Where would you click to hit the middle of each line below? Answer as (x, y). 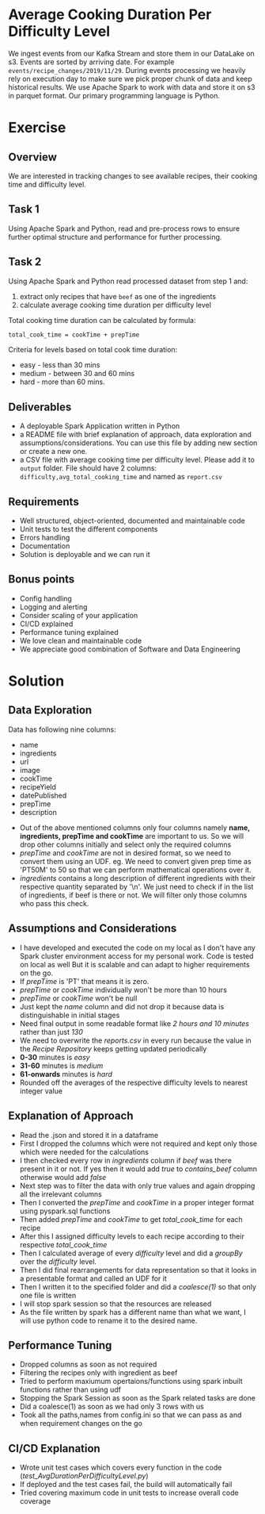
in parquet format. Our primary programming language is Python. (114, 95)
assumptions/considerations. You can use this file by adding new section (138, 443)
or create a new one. (53, 452)
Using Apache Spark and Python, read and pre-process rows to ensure (124, 229)
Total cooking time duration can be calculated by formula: (102, 320)
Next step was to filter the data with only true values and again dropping (137, 1185)
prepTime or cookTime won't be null (78, 998)
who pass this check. (54, 903)
